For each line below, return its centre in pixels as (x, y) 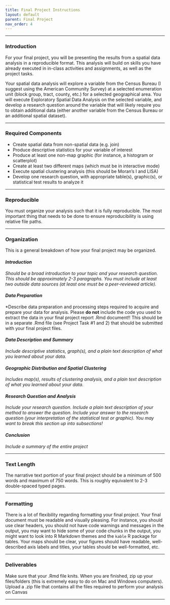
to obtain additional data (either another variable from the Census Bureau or (84, 110)
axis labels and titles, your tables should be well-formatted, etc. (94, 547)
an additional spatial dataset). (36, 115)
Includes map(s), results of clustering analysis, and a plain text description (83, 379)
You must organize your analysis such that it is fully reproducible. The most (84, 211)
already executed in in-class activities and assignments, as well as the (78, 68)
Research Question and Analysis (40, 396)
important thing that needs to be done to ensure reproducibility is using (79, 216)
